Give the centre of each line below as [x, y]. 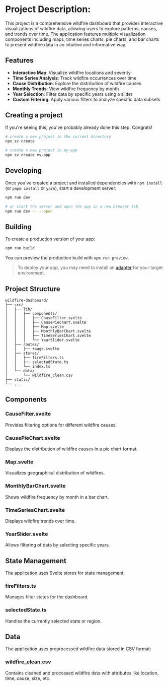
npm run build [20, 248]
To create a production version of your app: [50, 239]
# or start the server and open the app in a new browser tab [72, 207]
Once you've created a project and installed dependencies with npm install [84, 183]
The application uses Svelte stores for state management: [65, 573]
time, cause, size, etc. [28, 678]
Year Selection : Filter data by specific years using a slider [72, 94]
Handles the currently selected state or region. [54, 621]
